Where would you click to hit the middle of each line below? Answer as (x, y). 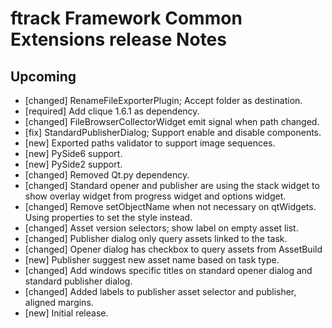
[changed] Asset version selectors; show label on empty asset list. (161, 228)
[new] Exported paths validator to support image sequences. (150, 143)
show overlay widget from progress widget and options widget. (155, 196)
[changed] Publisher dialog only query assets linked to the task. (156, 238)
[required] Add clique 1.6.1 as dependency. (112, 111)
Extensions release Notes (118, 39)
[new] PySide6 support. (73, 153)
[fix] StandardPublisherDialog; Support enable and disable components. (173, 132)
